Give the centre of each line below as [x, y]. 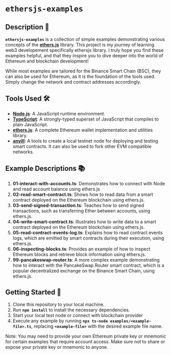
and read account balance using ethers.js [56, 189]
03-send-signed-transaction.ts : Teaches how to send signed [78, 205]
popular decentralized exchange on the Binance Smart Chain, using [83, 270]
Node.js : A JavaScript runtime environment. [59, 113]
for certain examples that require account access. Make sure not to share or [85, 342]
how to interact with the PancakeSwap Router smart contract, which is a [88, 265]
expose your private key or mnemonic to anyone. [57, 347]
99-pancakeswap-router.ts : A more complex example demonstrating [86, 260]
